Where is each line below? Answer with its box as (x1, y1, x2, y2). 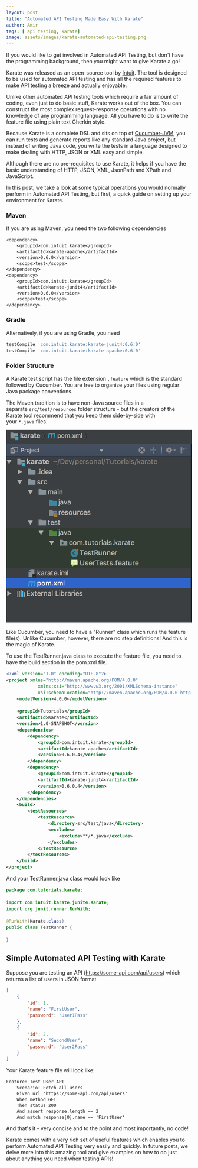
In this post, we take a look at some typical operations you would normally (6, 184, 186, 192)
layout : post (6, 9, 38, 15)
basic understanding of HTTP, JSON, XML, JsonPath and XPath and (6, 166, 171, 174)
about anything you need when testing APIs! (6, 1155, 114, 1162)
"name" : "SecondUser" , (27, 1037, 83, 1043)
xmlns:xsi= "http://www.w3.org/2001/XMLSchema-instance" (37, 683, 178, 689)
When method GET (16, 1097, 57, 1103)
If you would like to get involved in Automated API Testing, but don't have (6, 51, 184, 59)
